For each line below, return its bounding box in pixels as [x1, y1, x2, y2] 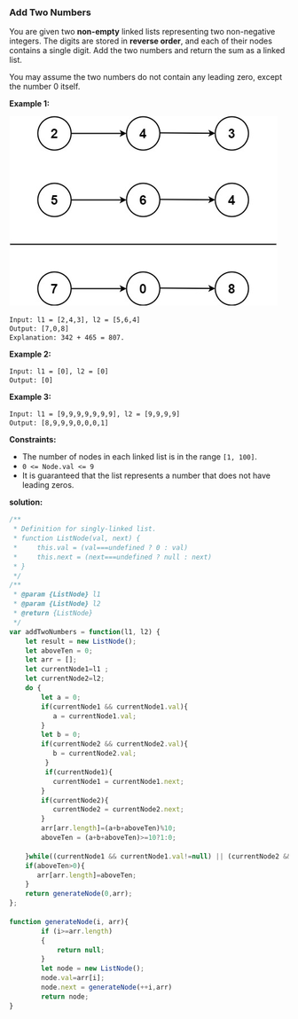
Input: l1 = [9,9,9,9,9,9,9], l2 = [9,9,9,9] [9, 410, 180, 419]
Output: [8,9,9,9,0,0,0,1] [9, 419, 109, 427]
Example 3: [9, 392, 51, 403]
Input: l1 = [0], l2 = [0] [9, 367, 109, 376]
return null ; [56, 945, 105, 954]
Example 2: [9, 349, 51, 360]
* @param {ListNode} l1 [12, 590, 101, 600]
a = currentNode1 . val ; [52, 711, 137, 720]
